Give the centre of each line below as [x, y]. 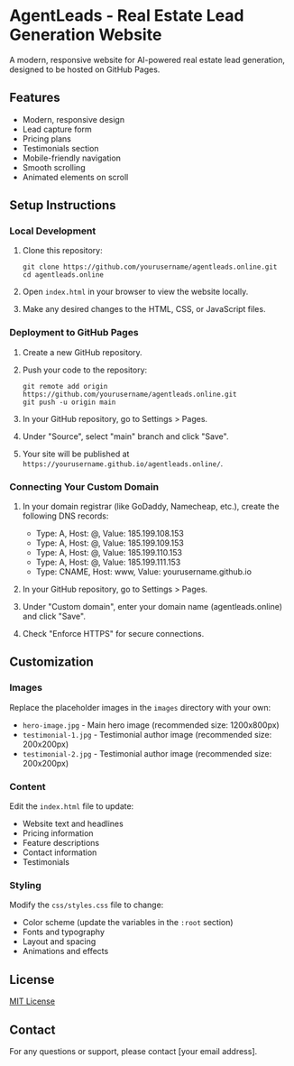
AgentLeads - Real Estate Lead [127, 16]
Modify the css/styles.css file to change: [87, 905]
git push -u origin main [69, 402]
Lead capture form [57, 129]
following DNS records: [65, 516]
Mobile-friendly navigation [72, 158]
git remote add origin [65, 386]
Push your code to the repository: [85, 370]
